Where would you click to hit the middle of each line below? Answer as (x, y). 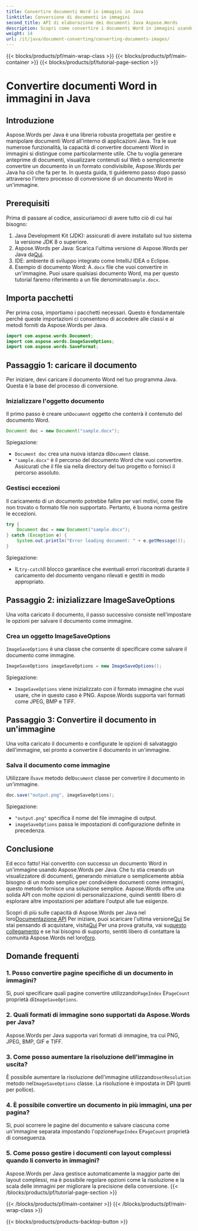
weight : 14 (19, 34)
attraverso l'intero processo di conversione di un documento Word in (89, 179)
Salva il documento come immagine (58, 765)
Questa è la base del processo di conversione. (62, 386)
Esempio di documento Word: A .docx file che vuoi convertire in (91, 267)
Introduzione (30, 120)
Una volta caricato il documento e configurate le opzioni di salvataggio (92, 744)
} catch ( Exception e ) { (37, 535)
